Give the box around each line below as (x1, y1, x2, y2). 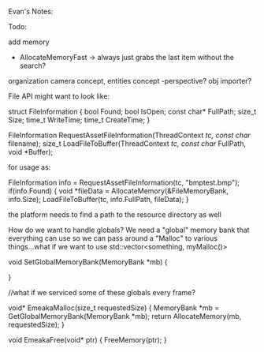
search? (19, 61, 46, 70)
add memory (8, 37, 50, 47)
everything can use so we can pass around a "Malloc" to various (8, 234, 218, 243)
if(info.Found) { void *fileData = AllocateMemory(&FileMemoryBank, (8, 186, 229, 196)
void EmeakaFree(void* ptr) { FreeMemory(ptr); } (8, 335, 167, 344)
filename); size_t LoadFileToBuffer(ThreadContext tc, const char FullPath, (8, 139, 247, 148)
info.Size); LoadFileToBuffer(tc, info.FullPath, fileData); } (8, 195, 189, 204)
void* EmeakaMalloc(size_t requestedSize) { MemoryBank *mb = (8, 303, 219, 313)
